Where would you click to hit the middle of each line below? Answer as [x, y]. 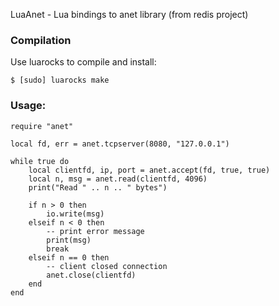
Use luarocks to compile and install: [83, 62]
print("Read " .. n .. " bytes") [98, 187]
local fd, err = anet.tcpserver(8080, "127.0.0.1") [120, 144]
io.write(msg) [75, 214]
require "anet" [42, 126]
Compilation [41, 40]
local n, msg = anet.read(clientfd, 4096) [118, 179]
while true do [40, 161]
